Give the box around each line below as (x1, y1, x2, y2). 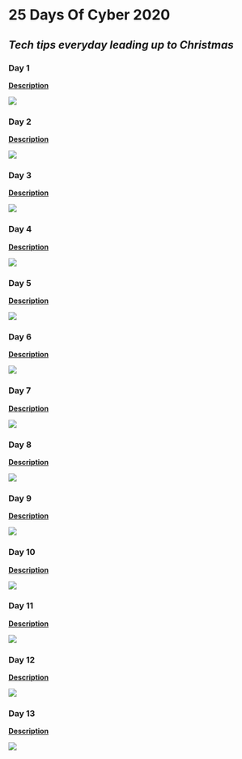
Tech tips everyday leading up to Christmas (8, 38, 234, 52)
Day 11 (8, 600, 34, 612)
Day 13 (8, 708, 36, 719)
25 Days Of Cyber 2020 (8, 6, 171, 24)
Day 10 (8, 547, 36, 558)
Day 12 (8, 654, 36, 665)
